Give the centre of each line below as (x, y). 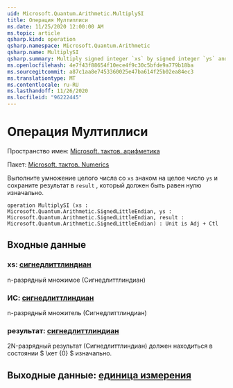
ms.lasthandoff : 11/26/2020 (48, 91)
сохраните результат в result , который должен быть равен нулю (104, 185)
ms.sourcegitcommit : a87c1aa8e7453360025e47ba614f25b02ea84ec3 (101, 71)
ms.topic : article (34, 33)
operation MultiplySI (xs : (48, 205)
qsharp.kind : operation (42, 40)
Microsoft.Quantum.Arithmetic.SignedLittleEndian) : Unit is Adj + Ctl (113, 223)
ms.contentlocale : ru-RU (43, 85)
